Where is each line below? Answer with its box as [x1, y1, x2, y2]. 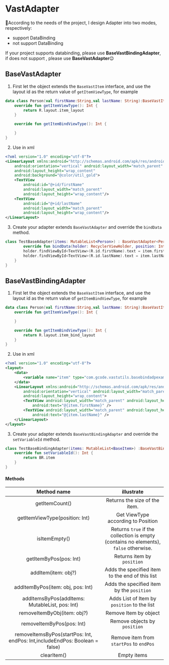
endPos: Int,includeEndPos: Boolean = [8, 637, 99, 644]
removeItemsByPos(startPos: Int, [15, 631, 93, 638]
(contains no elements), [105, 539, 161, 546]
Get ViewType [116, 511, 149, 518]
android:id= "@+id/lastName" [23, 201, 82, 206]
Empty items [118, 652, 147, 659]
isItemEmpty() [37, 535, 70, 542]
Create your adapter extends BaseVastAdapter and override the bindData [12, 224, 162, 230]
